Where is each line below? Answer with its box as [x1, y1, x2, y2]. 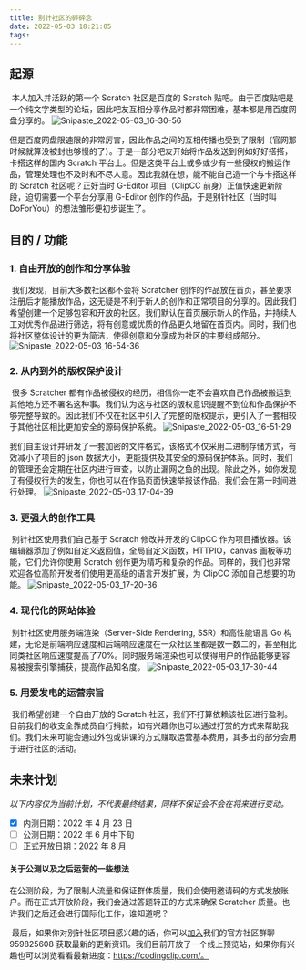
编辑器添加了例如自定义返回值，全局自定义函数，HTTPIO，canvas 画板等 [9, 545, 284, 557]
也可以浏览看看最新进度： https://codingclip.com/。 [16, 950, 209, 961]
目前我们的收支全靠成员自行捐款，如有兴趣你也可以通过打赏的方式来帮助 [9, 720, 280, 731]
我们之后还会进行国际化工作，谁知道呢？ [16, 908, 169, 919]
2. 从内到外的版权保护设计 [9, 364, 124, 377]
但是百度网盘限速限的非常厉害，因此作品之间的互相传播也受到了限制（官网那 [9, 134, 297, 146]
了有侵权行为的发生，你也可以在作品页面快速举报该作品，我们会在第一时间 [9, 475, 289, 486]
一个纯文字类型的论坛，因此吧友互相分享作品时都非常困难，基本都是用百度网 [9, 104, 297, 115]
